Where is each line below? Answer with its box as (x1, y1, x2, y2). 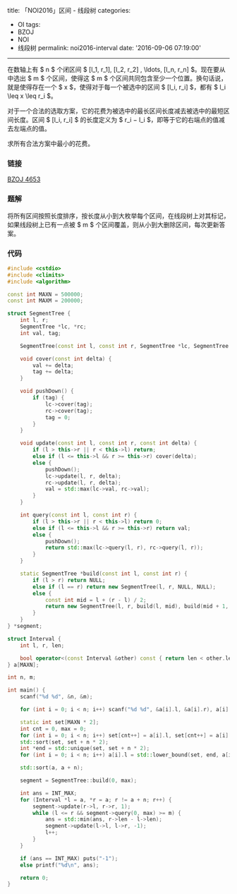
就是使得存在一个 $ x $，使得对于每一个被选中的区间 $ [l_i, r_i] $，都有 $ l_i (7, 83, 226, 91)
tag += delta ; (32, 368, 74, 375)
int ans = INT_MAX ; (20, 790, 78, 797)
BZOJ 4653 (7, 175, 41, 183)
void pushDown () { (20, 387, 74, 395)
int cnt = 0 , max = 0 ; (20, 725, 87, 732)
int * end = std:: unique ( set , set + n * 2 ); (20, 745, 150, 752)
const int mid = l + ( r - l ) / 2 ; (44, 596, 147, 603)
